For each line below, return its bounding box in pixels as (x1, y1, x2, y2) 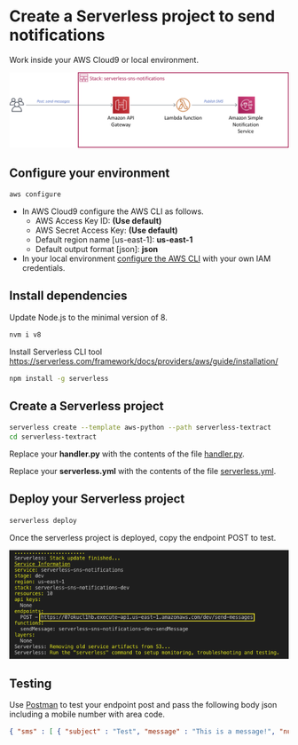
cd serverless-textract (9, 432, 98, 441)
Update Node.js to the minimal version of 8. (9, 312, 169, 322)
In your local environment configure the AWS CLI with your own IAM (21, 253, 271, 264)
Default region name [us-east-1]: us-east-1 (35, 234, 193, 245)
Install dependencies (9, 289, 128, 304)
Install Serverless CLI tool (9, 346, 103, 357)
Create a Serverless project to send (9, 6, 276, 27)
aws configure (9, 190, 62, 199)
